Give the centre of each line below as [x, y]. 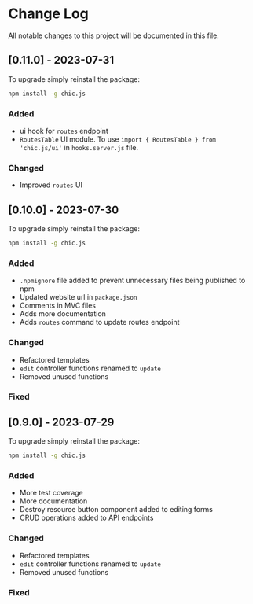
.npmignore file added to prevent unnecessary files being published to [132, 281]
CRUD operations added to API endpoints [86, 518]
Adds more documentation [62, 314]
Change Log [48, 14]
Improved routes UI [51, 185]
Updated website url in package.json [78, 297]
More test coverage [51, 493]
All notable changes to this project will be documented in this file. [114, 35]
